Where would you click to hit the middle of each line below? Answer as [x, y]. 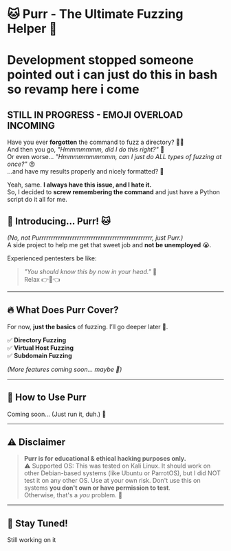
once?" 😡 [21, 164]
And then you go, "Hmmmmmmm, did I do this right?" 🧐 [86, 149]
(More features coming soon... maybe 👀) [65, 369]
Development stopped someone [100, 60]
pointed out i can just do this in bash [112, 75]
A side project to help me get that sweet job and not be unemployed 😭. [109, 245]
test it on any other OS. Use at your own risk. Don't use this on [112, 481]
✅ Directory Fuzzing [37, 340]
